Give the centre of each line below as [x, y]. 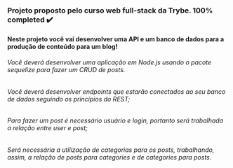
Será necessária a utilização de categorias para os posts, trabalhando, [111, 150]
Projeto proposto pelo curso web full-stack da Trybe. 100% [110, 10]
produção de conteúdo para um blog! [62, 46]
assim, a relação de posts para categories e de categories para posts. [109, 157]
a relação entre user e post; [47, 128]
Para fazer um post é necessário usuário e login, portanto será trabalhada [115, 120]
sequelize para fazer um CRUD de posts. [66, 70]
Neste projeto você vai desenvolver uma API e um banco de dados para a [116, 39]
